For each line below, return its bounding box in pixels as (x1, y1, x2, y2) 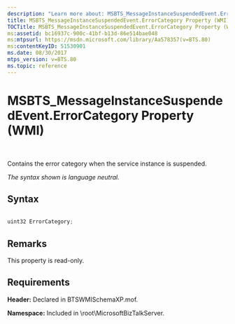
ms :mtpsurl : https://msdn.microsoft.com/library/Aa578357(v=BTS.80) (7, 36, 211, 43)
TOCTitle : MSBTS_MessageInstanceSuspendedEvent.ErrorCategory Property (7, 23, 220, 30)
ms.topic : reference (7, 62, 68, 69)
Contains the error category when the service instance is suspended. (7, 159, 208, 168)
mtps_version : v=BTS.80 (7, 56, 77, 63)
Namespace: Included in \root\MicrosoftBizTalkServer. (7, 309, 165, 317)
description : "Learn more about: (7, 10, 105, 18)
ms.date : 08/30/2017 (7, 50, 68, 57)
